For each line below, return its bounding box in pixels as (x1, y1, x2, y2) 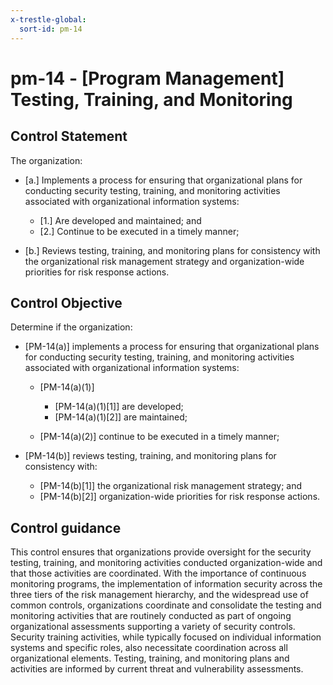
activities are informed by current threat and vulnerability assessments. (10, 663, 304, 675)
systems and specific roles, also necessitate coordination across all (10, 642, 288, 654)
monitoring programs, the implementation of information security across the (10, 578, 323, 590)
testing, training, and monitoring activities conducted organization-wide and (10, 557, 323, 569)
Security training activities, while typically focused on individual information (10, 631, 322, 643)
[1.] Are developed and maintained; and (39, 214, 202, 226)
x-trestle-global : (10, 14, 87, 25)
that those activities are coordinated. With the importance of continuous (10, 567, 307, 580)
